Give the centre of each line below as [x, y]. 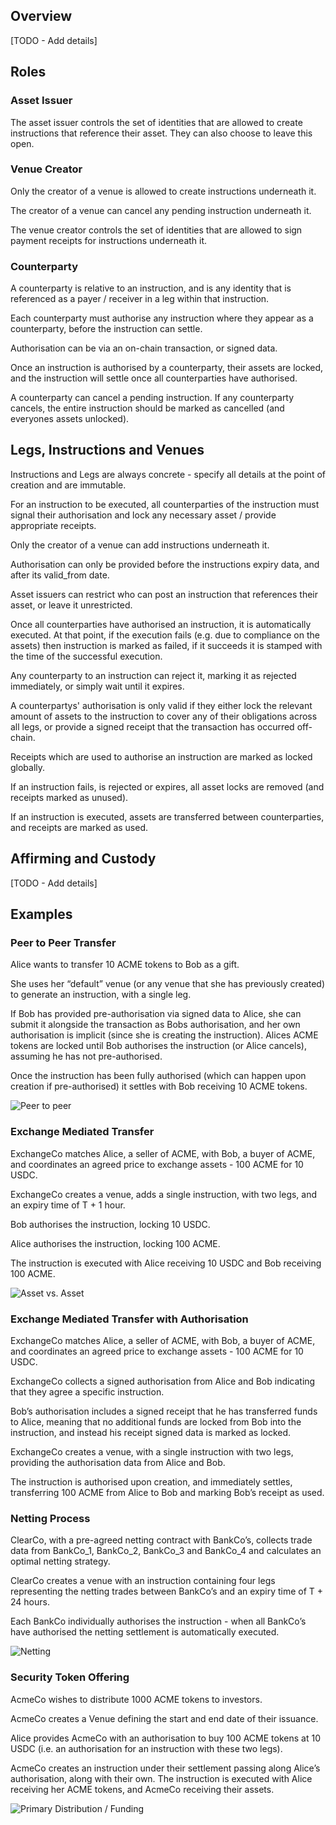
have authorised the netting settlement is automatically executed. [145, 1632]
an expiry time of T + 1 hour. [68, 1205]
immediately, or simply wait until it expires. [97, 686]
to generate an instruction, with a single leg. [101, 995]
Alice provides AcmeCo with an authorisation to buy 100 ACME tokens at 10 [165, 1738]
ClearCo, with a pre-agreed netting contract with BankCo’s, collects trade [161, 1540]
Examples [41, 914]
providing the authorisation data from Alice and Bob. [118, 1462]
